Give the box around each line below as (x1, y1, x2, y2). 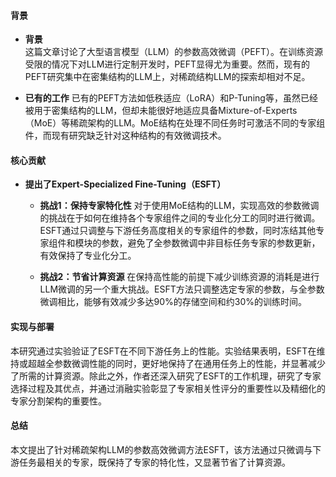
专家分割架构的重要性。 (10, 395, 107, 407)
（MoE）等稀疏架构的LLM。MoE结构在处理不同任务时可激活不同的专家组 (24, 117, 326, 129)
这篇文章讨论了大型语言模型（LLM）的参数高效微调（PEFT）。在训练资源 (24, 46, 323, 58)
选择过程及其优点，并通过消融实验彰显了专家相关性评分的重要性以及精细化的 (10, 382, 326, 394)
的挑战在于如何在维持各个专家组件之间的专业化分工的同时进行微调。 (39, 212, 321, 224)
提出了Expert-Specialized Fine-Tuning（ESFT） (24, 178, 227, 190)
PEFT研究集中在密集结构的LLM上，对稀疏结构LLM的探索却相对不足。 (24, 71, 311, 83)
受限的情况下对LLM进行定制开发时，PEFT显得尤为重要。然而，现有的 (24, 58, 310, 70)
